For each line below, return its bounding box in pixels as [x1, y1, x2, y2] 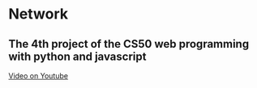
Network [8, 5, 69, 23]
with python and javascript [8, 49, 147, 63]
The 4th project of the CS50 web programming [8, 37, 250, 51]
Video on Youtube [8, 71, 69, 81]
